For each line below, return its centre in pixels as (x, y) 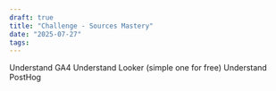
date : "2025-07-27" (46, 34)
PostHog (25, 78)
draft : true (31, 17)
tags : (19, 42)
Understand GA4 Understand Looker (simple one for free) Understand (138, 68)
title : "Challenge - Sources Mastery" (81, 26)
